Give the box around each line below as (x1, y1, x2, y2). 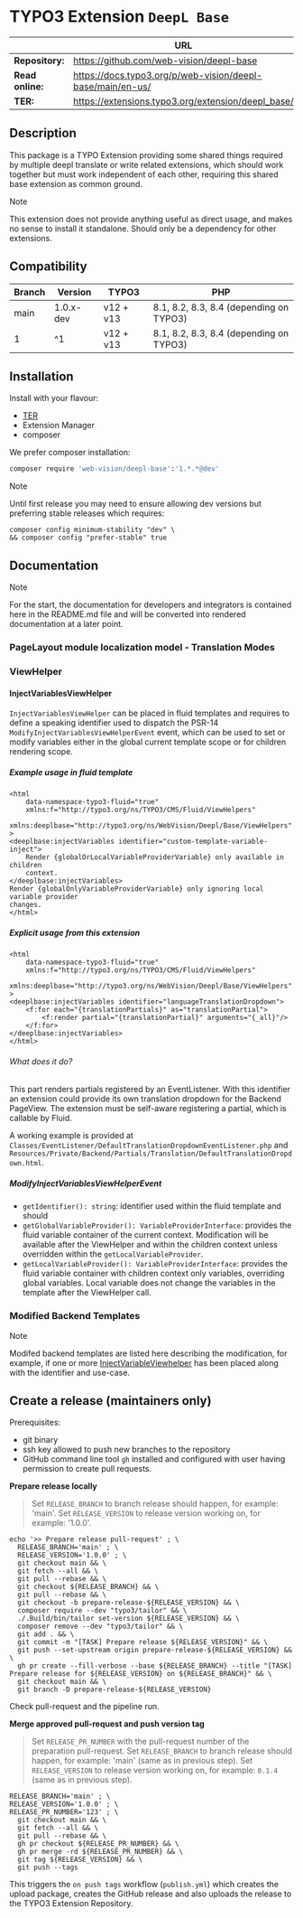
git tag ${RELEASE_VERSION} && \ (17, 1855, 143, 1865)
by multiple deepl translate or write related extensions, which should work (9, 159, 284, 170)
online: (14, 80, 44, 92)
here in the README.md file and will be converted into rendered (9, 609, 246, 620)
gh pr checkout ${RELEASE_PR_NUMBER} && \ (17, 1839, 179, 1848)
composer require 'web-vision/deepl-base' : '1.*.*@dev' (9, 464, 220, 473)
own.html (9, 1159, 42, 1168)
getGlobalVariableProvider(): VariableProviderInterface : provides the (22, 1220, 292, 1230)
